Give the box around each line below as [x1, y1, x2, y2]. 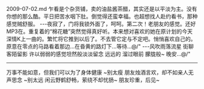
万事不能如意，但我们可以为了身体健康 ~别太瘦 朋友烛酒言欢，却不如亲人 [6, 69, 189, 76]
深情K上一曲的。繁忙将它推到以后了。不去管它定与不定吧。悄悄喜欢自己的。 [6, 35, 196, 42]
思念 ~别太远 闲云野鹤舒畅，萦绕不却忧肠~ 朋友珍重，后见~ [11, 76, 160, 83]
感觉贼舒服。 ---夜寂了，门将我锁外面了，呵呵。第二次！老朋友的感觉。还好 [6, 20, 196, 27]
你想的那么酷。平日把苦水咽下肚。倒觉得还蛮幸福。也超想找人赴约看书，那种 [6, 13, 198, 20]
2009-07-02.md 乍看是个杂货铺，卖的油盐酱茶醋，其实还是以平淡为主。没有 [6, 5, 197, 12]
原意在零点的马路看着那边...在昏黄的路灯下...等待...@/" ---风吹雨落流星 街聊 [6, 43, 194, 50]
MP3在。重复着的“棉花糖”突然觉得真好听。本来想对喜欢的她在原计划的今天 [6, 28, 193, 35]
